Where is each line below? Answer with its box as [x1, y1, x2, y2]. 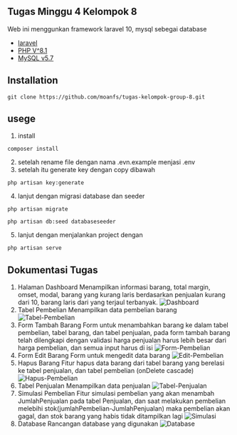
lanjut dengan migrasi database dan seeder [17, 192, 145, 201]
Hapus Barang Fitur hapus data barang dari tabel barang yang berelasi [17, 359, 225, 367]
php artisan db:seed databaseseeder [7, 218, 116, 226]
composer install [7, 146, 59, 153]
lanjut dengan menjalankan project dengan [17, 231, 144, 239]
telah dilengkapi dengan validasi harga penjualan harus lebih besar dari [17, 336, 226, 345]
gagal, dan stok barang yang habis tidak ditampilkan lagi [17, 412, 184, 421]
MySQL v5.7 [17, 54, 54, 62]
